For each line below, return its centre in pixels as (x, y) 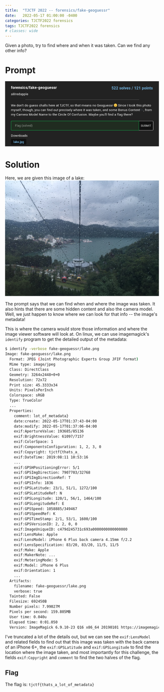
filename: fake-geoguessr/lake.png (50, 586)
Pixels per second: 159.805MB (40, 612)
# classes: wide (21, 31)
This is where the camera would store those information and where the (76, 329)
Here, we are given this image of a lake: (45, 178)
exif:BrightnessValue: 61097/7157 (49, 437)
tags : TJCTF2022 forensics (32, 26)
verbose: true (28, 591)
